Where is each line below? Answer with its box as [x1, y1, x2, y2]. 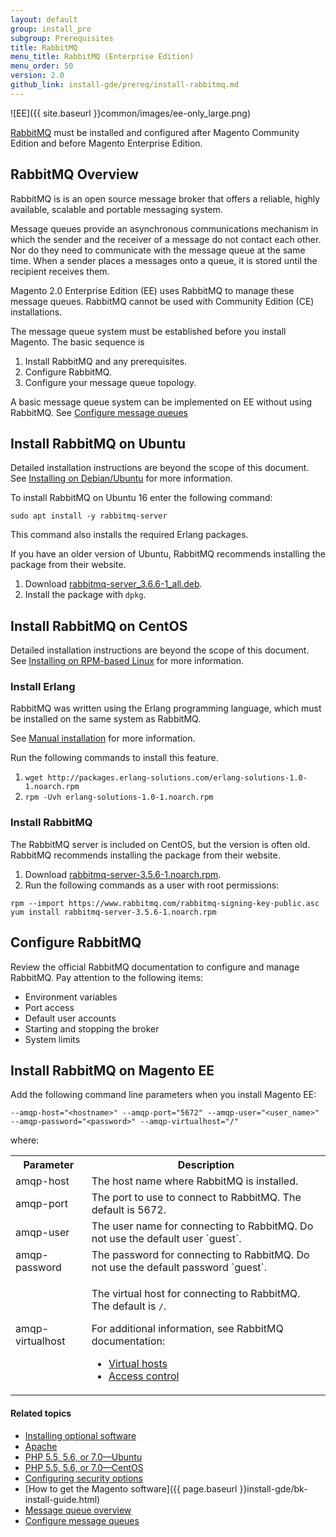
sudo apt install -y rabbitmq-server [10, 511, 168, 521]
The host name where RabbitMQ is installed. [91, 1174, 299, 1188]
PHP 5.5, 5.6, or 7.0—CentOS [24, 1461, 144, 1473]
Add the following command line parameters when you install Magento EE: [10, 1089, 317, 1101]
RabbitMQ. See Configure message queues [10, 406, 188, 418]
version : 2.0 [10, 71, 65, 81]
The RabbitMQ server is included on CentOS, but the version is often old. [10, 838, 311, 850]
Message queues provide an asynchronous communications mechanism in [10, 222, 319, 235]
